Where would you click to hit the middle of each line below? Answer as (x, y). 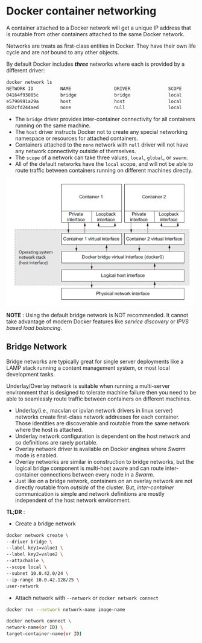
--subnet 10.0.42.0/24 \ (37, 573)
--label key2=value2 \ (35, 554)
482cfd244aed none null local (94, 108)
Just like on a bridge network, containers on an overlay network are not (104, 481)
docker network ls (29, 82)
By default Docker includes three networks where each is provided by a (96, 64)
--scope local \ (27, 567)
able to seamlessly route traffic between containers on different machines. (99, 399)
